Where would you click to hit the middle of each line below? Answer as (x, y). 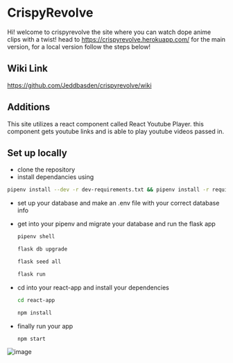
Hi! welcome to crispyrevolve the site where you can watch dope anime (109, 32)
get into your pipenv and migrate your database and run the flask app (116, 224)
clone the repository (46, 170)
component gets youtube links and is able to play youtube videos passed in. (115, 131)
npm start (32, 339)
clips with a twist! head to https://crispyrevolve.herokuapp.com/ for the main (116, 39)
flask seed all (39, 262)
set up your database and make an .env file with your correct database (118, 203)
